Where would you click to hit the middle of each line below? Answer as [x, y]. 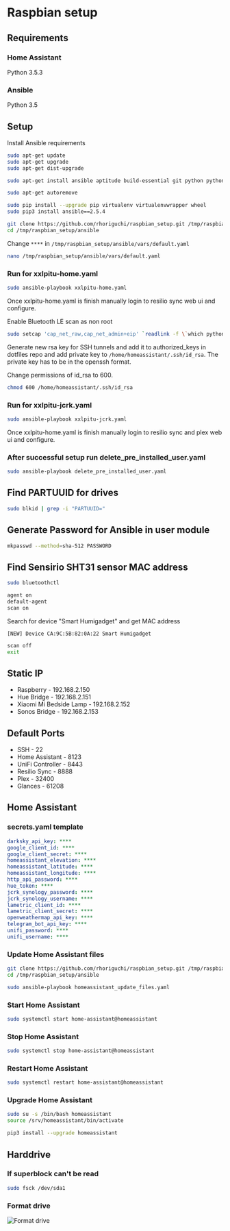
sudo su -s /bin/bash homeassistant [59, 1115]
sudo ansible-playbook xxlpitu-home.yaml [67, 288]
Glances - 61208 [40, 786]
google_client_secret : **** [47, 854]
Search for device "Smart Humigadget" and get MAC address [94, 621]
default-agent [27, 601]
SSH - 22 [30, 750]
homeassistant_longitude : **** [52, 873]
